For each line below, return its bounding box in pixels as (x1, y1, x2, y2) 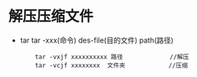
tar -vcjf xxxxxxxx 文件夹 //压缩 (35, 61, 188, 69)
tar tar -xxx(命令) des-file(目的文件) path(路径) (19, 35, 174, 45)
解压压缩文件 (8, 7, 94, 26)
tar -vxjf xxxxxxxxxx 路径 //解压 (35, 53, 190, 61)
